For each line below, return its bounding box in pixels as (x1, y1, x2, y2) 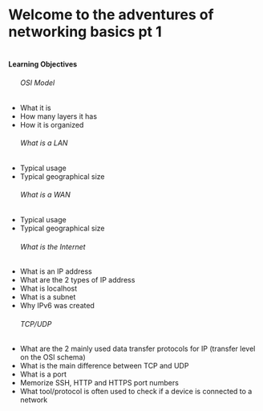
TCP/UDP (19, 319, 52, 328)
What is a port (19, 369, 67, 379)
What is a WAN (19, 190, 71, 200)
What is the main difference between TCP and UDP (19, 361, 189, 371)
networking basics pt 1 (8, 22, 162, 41)
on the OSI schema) (19, 352, 86, 362)
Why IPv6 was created (19, 301, 95, 311)
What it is (19, 103, 51, 112)
